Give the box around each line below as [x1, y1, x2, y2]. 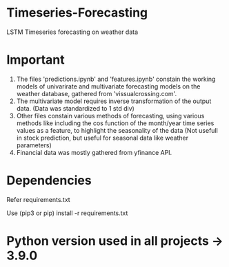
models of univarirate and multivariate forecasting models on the [16, 82, 201, 91]
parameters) [16, 140, 52, 149]
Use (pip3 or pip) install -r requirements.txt [6, 209, 128, 217]
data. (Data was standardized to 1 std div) [16, 104, 135, 112]
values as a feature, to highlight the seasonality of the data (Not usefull [16, 126, 218, 134]
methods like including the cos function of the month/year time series [16, 119, 215, 127]
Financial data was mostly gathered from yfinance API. [16, 148, 172, 156]
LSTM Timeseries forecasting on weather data [6, 28, 139, 36]
